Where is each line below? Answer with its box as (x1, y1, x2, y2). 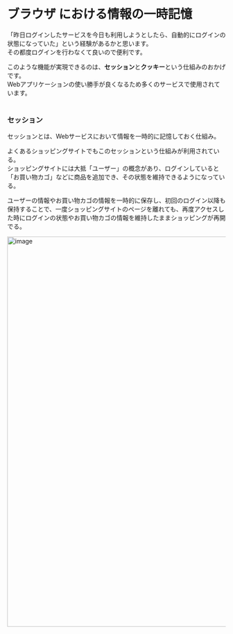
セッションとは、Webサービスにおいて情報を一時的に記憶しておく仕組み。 (7, 132, 221, 141)
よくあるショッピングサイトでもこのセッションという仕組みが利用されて (7, 147, 214, 155)
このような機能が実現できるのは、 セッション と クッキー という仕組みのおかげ (7, 62, 226, 71)
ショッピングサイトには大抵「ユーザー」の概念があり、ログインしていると (7, 164, 220, 173)
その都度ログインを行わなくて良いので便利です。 (7, 48, 147, 56)
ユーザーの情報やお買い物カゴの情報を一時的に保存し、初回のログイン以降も (7, 196, 226, 205)
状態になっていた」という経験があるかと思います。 (7, 39, 153, 47)
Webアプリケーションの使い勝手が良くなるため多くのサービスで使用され (7, 80, 215, 88)
